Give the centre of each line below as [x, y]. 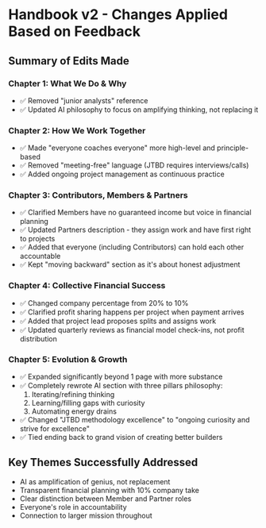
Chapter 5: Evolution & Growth [68, 359]
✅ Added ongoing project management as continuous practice [122, 174]
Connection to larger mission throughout [86, 515]
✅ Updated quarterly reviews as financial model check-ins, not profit [132, 330]
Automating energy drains [74, 411]
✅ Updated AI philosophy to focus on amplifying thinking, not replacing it [139, 110]
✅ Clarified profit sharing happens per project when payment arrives [132, 312]
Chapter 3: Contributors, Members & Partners [98, 195]
